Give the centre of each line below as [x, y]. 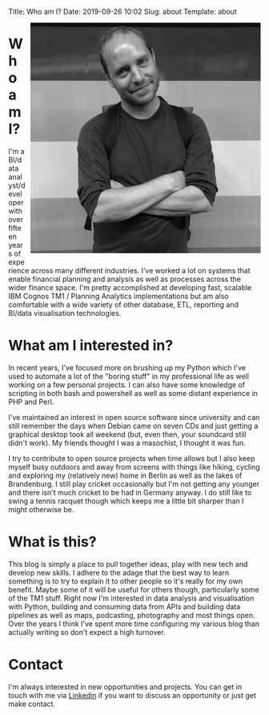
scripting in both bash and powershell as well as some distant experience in [133, 393]
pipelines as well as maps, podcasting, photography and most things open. [132, 615]
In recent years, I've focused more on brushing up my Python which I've [127, 367]
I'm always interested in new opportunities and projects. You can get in [125, 687]
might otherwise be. [41, 509]
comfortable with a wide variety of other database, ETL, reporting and [123, 305]
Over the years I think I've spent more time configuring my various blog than [134, 624]
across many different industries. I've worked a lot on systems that [141, 270]
